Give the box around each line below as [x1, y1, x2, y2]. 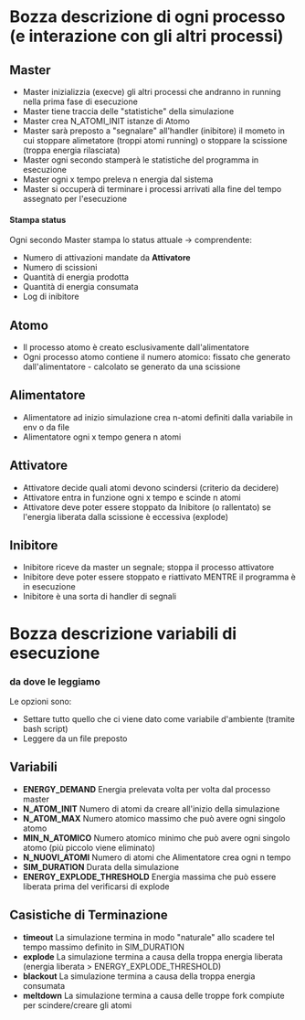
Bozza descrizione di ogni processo [9, 6, 286, 27]
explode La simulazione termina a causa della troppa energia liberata [22, 951, 283, 962]
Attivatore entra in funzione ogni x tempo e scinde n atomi [22, 492, 241, 503]
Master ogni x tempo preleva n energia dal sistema [22, 174, 214, 185]
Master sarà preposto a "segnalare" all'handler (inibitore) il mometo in [22, 125, 285, 136]
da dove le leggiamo [9, 675, 100, 687]
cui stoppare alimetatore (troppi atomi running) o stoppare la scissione [22, 135, 288, 145]
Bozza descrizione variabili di [9, 623, 237, 643]
